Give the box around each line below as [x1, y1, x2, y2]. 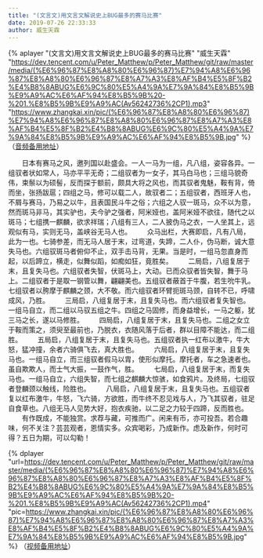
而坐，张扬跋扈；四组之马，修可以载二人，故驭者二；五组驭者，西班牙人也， [8, 188, 255, 197]
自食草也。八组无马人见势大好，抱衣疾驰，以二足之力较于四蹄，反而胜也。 [8, 403, 248, 413]
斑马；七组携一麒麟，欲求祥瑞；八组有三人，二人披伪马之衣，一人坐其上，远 [8, 217, 255, 227]
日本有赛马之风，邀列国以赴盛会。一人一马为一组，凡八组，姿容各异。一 [22, 159, 255, 168]
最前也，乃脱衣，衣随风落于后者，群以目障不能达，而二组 [69, 325, 255, 334]
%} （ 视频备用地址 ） [8, 542, 75, 551]
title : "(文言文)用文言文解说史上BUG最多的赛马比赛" [8, 11, 163, 20]
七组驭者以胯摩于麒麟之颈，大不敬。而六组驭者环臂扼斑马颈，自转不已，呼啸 [8, 286, 255, 295]
